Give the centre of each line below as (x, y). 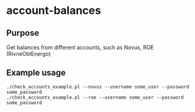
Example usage (36, 73)
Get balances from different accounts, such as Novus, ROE (80, 47)
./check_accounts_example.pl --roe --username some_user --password (95, 97)
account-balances (54, 11)
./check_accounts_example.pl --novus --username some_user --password (98, 87)
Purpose (23, 33)
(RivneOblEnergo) (29, 54)
